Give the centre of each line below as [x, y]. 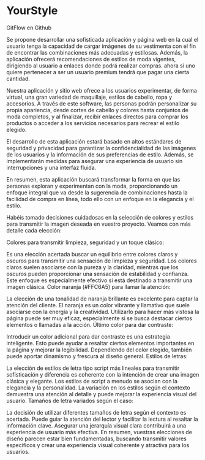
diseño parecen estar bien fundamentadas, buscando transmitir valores [96, 439]
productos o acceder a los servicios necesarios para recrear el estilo [93, 123]
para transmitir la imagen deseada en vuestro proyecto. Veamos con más [99, 224]
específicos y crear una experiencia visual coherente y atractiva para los [98, 445]
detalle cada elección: [34, 230]
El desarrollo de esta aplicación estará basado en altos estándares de [94, 141]
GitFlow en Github [29, 28]
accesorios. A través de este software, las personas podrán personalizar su [102, 103]
